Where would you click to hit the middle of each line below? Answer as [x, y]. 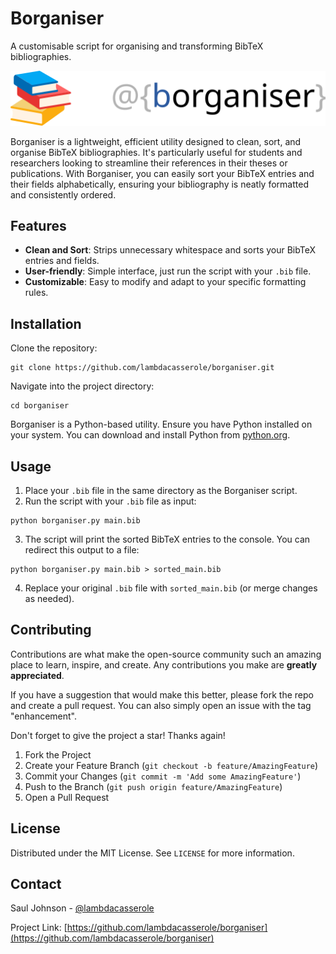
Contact [36, 884]
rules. [36, 293]
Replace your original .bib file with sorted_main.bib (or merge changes [171, 588]
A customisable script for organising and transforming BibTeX [137, 46]
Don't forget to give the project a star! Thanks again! [118, 735]
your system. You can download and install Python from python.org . [150, 435]
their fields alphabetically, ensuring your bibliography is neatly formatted [159, 184]
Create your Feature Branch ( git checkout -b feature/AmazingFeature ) [171, 765]
